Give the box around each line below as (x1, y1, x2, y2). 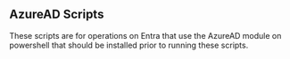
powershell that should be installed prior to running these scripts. (9, 40, 249, 50)
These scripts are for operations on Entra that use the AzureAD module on (9, 30, 282, 41)
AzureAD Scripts (9, 7, 104, 22)
